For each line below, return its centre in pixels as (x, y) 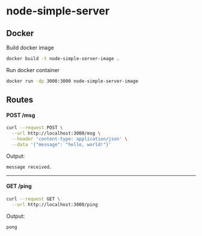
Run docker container (33, 70)
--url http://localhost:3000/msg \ (56, 133)
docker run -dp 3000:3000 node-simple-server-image (72, 81)
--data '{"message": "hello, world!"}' (62, 144)
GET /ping (19, 186)
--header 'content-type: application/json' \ (70, 139)
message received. (29, 167)
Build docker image (30, 47)
